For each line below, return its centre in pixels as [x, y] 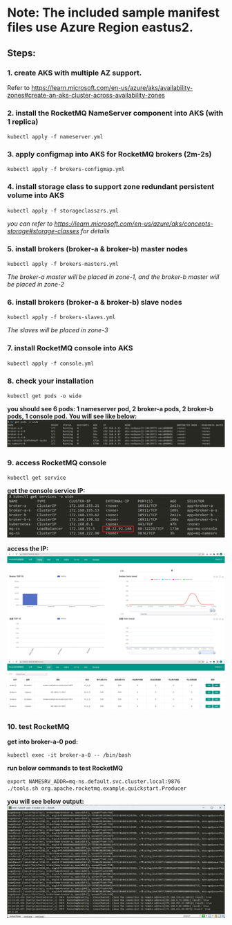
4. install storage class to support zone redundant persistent [111, 187]
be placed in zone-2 [36, 285]
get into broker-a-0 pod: [43, 742]
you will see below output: [46, 802]
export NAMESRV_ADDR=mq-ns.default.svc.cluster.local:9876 [94, 782]
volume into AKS [36, 195]
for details [95, 231]
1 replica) [23, 121]
